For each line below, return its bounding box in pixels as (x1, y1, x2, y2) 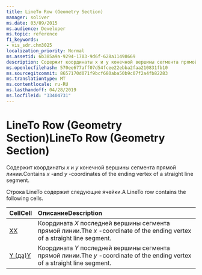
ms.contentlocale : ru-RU (6, 82, 69, 88)
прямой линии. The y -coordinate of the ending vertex (38, 251, 192, 259)
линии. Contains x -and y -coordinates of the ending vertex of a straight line (6, 170, 194, 177)
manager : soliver (6, 14, 50, 20)
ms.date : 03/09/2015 (6, 20, 58, 26)
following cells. (6, 195, 44, 202)
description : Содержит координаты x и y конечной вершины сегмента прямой (6, 59, 198, 65)
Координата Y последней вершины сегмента (38, 244, 170, 252)
